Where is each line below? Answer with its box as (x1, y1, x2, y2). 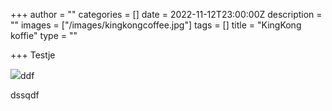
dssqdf (10, 89, 40, 101)
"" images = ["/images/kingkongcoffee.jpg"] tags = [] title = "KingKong (10, 19, 302, 31)
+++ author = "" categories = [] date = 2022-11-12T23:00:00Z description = (10, 9, 323, 20)
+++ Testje (10, 49, 56, 61)
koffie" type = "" (10, 30, 78, 41)
